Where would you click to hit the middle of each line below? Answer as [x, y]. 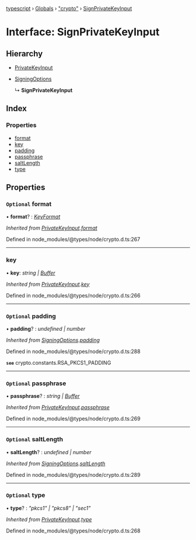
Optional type [26, 495]
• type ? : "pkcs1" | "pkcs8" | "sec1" [48, 508]
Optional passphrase [36, 383]
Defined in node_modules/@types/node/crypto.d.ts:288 [73, 351]
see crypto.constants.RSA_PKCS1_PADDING [59, 362]
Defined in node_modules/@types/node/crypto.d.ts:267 [73, 240]
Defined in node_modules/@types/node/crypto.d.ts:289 [73, 475]
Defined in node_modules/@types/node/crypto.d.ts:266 [73, 295]
